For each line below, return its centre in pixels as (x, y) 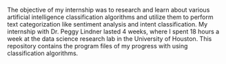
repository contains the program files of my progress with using (97, 46)
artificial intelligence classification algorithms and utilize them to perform (110, 17)
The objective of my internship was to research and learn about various (109, 10)
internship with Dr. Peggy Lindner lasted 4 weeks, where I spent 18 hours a (113, 31)
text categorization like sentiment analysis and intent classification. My (107, 24)
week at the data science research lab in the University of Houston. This (110, 39)
